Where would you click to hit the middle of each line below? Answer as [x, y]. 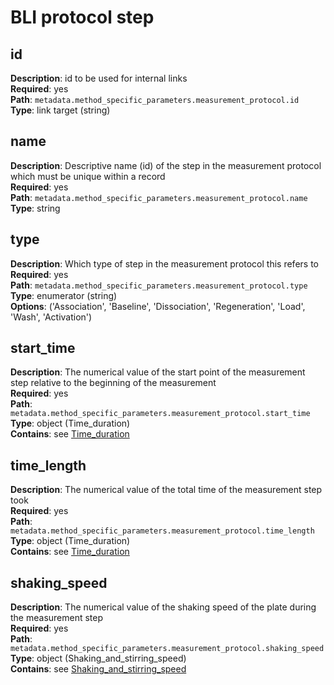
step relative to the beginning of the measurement [113, 383]
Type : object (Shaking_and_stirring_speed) [98, 658]
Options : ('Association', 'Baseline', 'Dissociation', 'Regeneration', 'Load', [158, 306]
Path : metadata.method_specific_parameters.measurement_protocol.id [155, 99]
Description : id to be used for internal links [99, 78]
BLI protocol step [82, 17]
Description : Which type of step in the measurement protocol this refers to [164, 263]
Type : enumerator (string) [64, 295]
